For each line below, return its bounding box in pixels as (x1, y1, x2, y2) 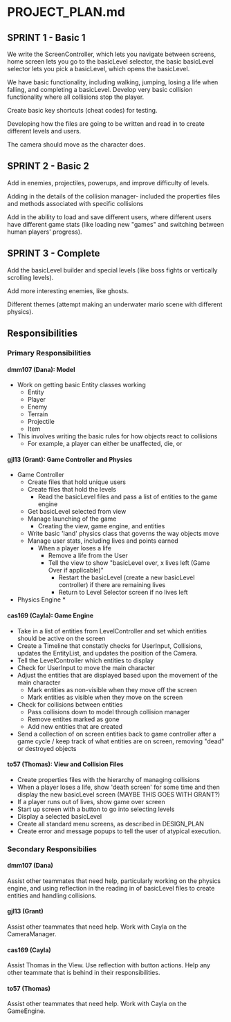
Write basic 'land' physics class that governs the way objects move (27, 530, 219, 538)
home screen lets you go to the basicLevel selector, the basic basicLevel (7, 57, 214, 66)
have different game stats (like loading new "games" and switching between (7, 220, 225, 228)
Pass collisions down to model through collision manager (27, 707, 190, 716)
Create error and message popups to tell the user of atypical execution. (17, 827, 221, 835)
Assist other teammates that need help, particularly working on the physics (7, 876, 221, 885)
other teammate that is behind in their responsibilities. (7, 969, 160, 977)
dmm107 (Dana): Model (7, 365, 75, 373)
